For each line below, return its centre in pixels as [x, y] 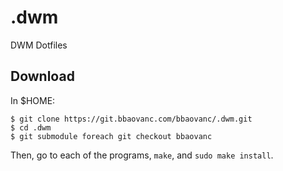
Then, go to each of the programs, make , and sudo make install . [142, 155]
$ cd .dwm [31, 127]
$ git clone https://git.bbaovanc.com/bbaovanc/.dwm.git [131, 119]
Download [42, 76]
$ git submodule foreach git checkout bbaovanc [111, 136]
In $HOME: [33, 100]
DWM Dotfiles [39, 45]
